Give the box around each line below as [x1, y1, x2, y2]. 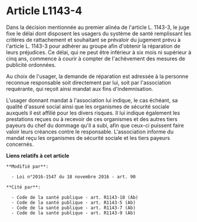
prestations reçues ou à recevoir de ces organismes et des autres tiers [6, 115, 178, 122]
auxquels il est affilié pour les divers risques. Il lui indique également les [6, 109, 180, 116]
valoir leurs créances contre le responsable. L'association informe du [6, 128, 174, 135]
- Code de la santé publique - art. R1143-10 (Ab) [11, 194, 139, 200]
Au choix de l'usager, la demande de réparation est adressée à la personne [6, 73, 189, 80]
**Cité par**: [6, 184, 41, 190]
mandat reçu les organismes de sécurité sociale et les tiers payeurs [6, 134, 170, 141]
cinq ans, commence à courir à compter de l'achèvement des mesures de [6, 55, 186, 62]
